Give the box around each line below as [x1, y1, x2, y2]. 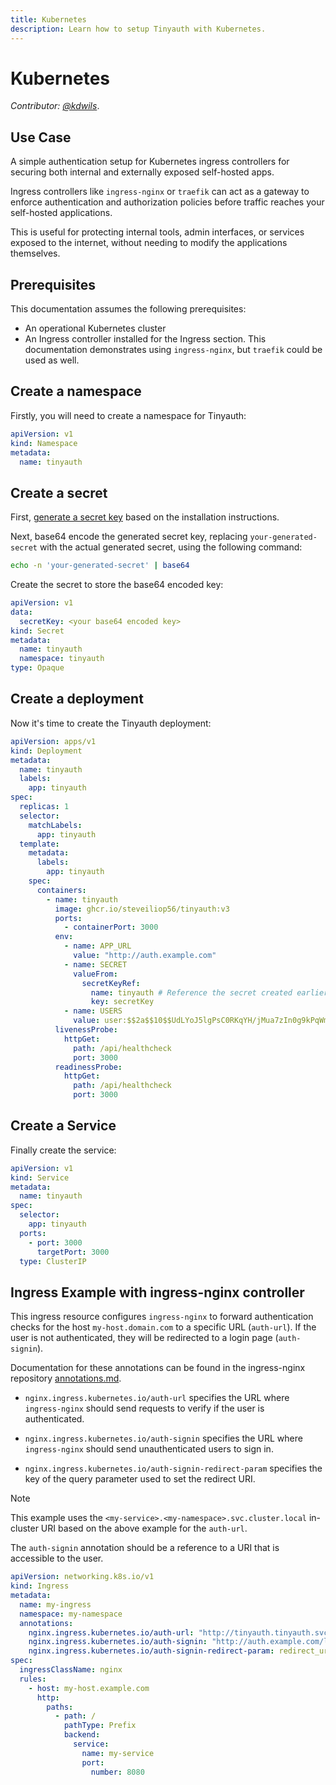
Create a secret [10, 484, 108, 501]
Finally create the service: [10, 1144, 117, 1156]
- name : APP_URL [63, 941, 132, 951]
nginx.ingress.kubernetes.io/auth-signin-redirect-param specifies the [24, 1462, 323, 1475]
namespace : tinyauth [19, 654, 105, 664]
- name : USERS [63, 1006, 123, 1016]
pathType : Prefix [63, 1721, 137, 1731]
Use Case [10, 129, 72, 146]
